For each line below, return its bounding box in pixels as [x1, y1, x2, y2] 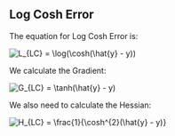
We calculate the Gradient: [9, 65, 107, 76]
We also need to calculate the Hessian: [9, 100, 152, 110]
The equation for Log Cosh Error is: [9, 30, 139, 41]
